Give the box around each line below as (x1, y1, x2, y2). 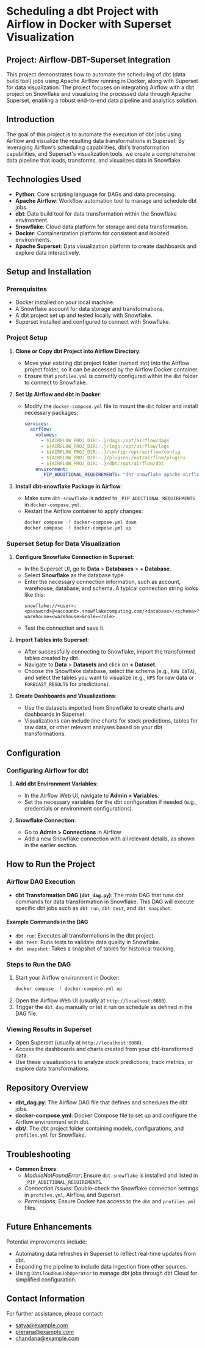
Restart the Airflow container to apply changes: (24, 508, 143, 515)
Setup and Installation (6, 267, 92, 277)
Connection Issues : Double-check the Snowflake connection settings (24, 1185, 198, 1192)
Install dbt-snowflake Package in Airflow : (15, 483, 123, 490)
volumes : (35, 432, 58, 438)
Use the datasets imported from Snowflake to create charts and (24, 704, 185, 712)
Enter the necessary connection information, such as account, (24, 578, 181, 586)
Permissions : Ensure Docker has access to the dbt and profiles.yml (24, 1198, 196, 1205)
